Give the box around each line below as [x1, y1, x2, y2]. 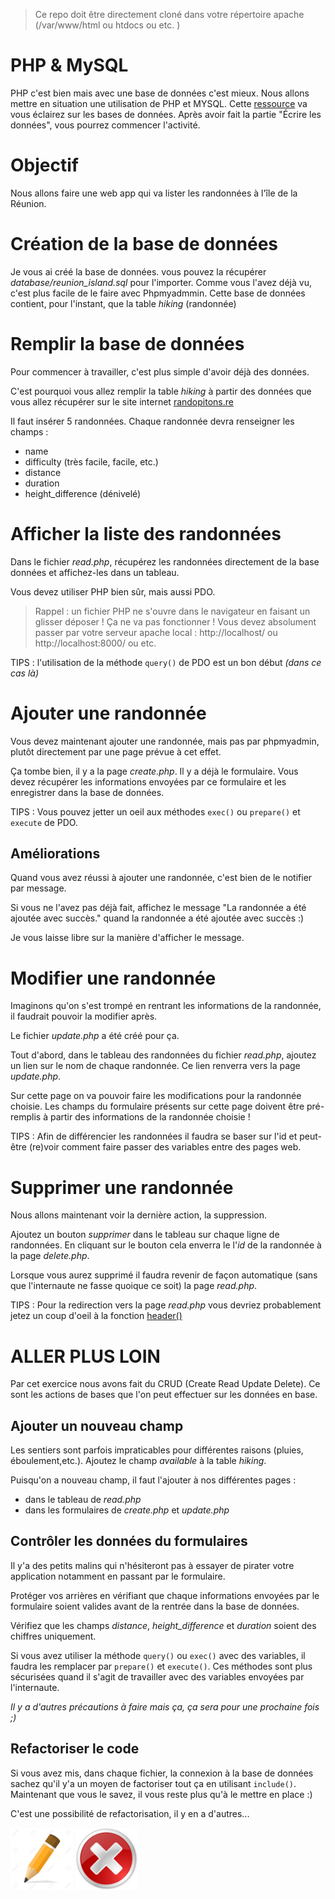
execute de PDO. [10, 816, 78, 828]
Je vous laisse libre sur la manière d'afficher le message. [10, 932, 245, 944]
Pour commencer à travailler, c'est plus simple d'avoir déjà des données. [10, 365, 310, 378]
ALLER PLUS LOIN [10, 1345, 161, 1368]
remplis [10, 1111, 42, 1123]
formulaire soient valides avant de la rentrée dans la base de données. [10, 1600, 300, 1612]
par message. [10, 882, 67, 894]
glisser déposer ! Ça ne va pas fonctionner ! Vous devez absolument [34, 615, 317, 628]
